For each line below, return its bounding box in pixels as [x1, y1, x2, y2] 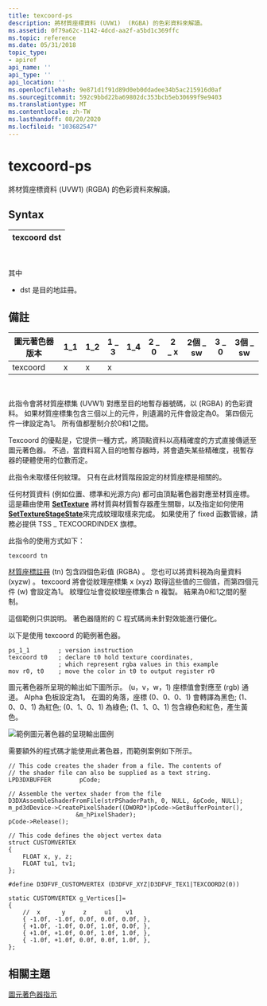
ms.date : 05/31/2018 [8, 41, 77, 49]
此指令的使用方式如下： [8, 536, 85, 546]
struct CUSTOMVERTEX [8, 839, 77, 847]
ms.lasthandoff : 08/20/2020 [8, 115, 102, 123]
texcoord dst [12, 232, 62, 243]
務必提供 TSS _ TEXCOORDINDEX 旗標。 [8, 519, 141, 529]
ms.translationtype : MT [8, 100, 87, 108]
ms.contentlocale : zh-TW [8, 108, 91, 116]
